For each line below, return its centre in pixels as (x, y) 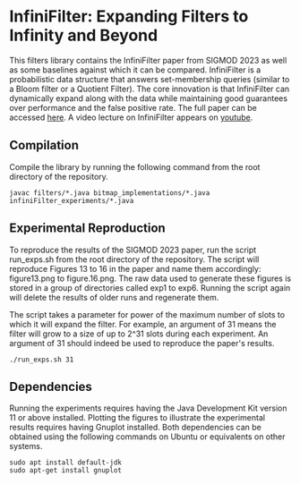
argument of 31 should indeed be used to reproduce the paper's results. (142, 343)
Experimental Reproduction (87, 229)
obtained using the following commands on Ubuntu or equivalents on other (147, 437)
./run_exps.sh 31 (42, 360)
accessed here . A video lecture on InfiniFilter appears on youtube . (131, 117)
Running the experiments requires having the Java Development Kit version (148, 408)
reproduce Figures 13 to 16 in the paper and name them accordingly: (135, 268)
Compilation (44, 145)
